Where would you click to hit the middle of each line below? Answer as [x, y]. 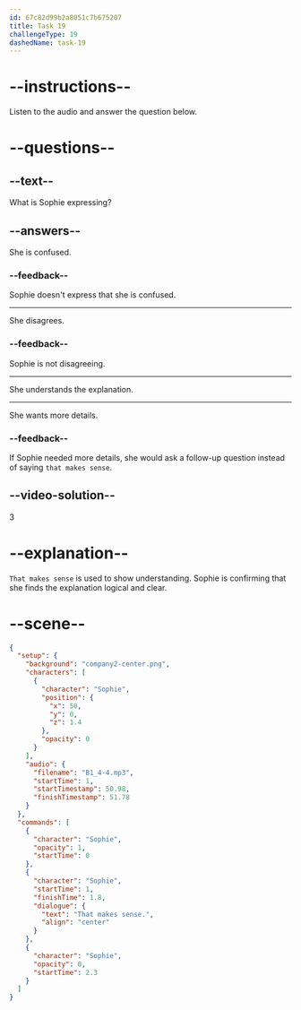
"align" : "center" [76, 923]
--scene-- [47, 623]
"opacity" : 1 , [60, 848]
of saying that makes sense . [61, 467]
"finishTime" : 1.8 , [69, 897]
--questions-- [62, 148]
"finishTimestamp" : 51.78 [81, 798]
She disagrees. [37, 321]
